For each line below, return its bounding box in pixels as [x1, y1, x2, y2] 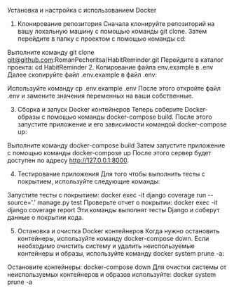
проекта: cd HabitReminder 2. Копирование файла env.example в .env [7, 63, 214, 71]
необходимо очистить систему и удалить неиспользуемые [17, 242, 195, 250]
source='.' [7, 198, 36, 207]
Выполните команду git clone [7, 48, 95, 56]
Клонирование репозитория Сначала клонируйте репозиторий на [17, 20, 215, 27]
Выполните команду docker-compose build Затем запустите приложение [7, 141, 226, 150]
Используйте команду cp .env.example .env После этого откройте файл [7, 84, 221, 92]
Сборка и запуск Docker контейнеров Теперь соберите [17, 105, 184, 113]
